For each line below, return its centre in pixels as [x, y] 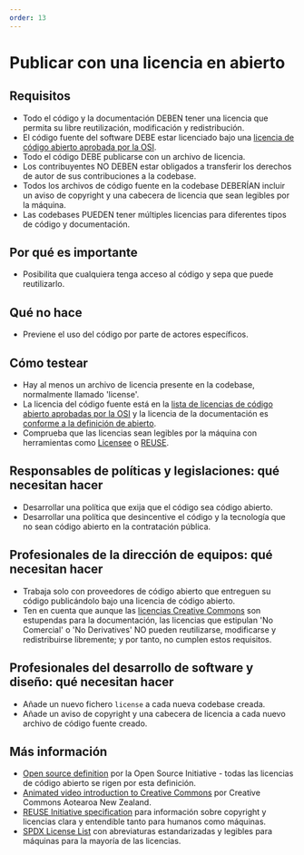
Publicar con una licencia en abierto [147, 62]
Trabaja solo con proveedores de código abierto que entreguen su [147, 591]
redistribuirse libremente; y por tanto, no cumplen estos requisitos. [147, 639]
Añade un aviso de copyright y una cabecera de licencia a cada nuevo [154, 713]
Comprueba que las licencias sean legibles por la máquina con [139, 433]
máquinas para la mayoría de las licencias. [102, 841]
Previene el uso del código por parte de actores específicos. [136, 334]
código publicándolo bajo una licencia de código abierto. [129, 601]
